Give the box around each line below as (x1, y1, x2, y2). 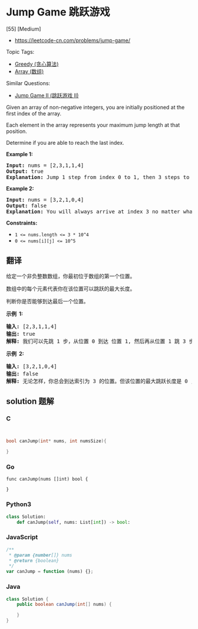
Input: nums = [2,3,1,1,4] (6, 162, 84, 168)
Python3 (6, 500, 31, 508)
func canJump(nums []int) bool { (6, 476, 88, 482)
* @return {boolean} (8, 557, 60, 563)
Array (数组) (14, 67, 44, 74)
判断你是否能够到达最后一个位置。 (6, 297, 89, 304)
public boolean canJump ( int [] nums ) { (16, 601, 112, 608)
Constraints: (6, 219, 38, 226)
